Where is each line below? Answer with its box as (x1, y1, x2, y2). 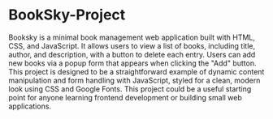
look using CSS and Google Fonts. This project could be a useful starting (8, 83, 252, 94)
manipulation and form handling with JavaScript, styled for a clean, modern (8, 75, 261, 85)
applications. (8, 101, 51, 111)
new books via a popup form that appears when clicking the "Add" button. (8, 58, 257, 68)
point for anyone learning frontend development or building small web (8, 92, 242, 102)
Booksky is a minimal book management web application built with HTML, (8, 32, 256, 42)
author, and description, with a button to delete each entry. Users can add (8, 49, 256, 59)
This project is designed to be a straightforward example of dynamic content (8, 66, 265, 76)
